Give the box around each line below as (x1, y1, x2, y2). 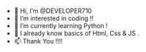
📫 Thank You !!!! (13, 37, 63, 45)
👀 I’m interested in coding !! (13, 14, 94, 22)
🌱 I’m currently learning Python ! (13, 22, 108, 30)
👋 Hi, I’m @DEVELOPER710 (13, 7, 92, 15)
